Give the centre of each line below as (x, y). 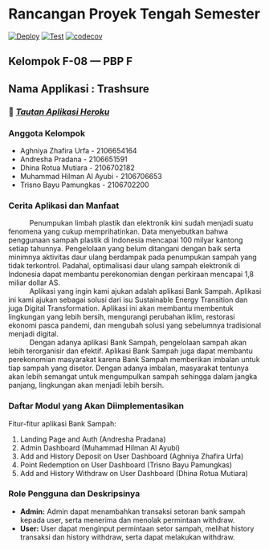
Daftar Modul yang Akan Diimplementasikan (96, 406)
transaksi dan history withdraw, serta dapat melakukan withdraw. (127, 537)
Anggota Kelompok (47, 133)
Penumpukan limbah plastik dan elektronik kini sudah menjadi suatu (141, 223)
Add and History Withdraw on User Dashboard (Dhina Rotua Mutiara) (134, 473)
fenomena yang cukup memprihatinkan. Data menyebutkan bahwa (118, 232)
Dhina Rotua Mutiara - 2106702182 (77, 167)
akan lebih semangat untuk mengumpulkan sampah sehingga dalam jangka (133, 377)
